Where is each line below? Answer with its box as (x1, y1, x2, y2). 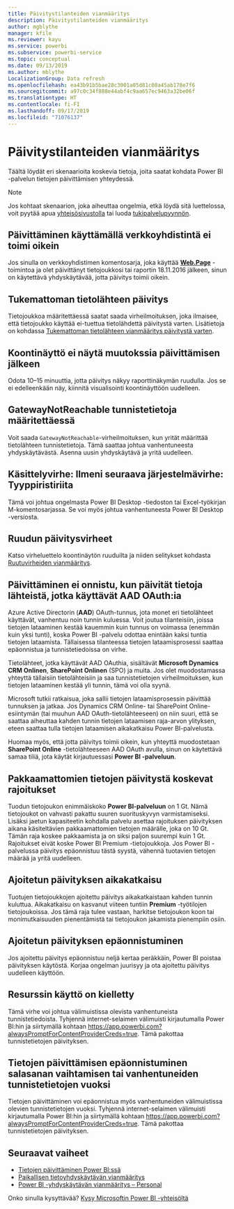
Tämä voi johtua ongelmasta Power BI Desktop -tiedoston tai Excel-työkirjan (8, 498, 226, 506)
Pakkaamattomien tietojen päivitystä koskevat (8, 773, 213, 784)
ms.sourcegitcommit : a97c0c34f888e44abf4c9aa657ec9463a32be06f (8, 88, 196, 95)
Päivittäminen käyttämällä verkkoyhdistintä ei (8, 229, 211, 241)
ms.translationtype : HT (8, 95, 77, 102)
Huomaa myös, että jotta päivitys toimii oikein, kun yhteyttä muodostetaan (8, 738, 220, 746)
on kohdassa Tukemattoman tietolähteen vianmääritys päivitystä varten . (8, 327, 214, 335)
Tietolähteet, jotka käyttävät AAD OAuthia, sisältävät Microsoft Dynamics (8, 659, 219, 667)
